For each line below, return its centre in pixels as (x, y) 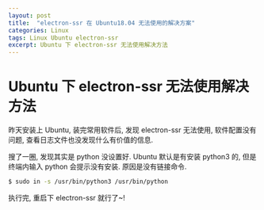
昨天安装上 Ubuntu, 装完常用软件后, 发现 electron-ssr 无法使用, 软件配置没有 (132, 130)
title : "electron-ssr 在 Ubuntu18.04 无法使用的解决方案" (102, 23)
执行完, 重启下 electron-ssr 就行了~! (67, 197)
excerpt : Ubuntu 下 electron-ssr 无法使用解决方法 (88, 45)
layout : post (30, 15)
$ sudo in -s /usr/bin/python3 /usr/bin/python (88, 182)
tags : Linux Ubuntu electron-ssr (63, 38)
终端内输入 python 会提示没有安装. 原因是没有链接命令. (98, 166)
